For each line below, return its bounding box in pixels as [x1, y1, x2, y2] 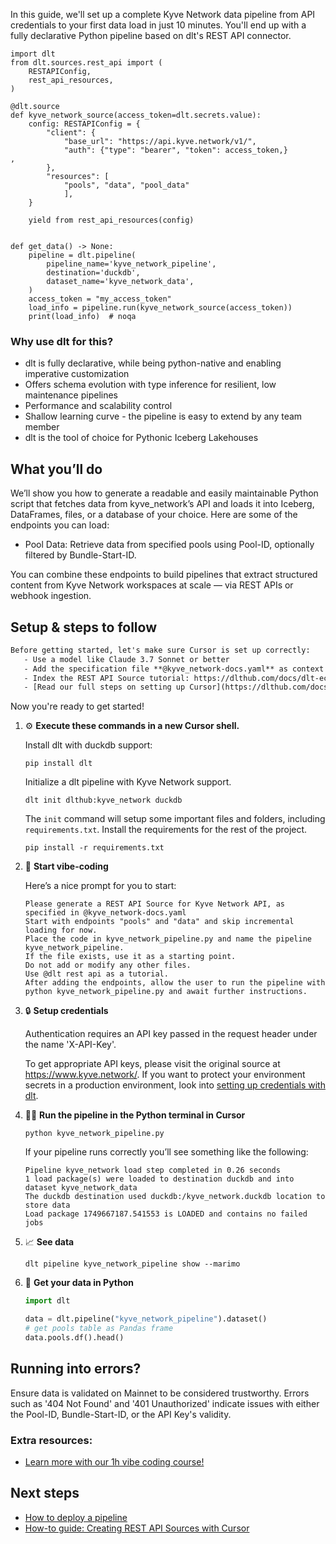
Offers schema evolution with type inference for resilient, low [24, 379, 277, 391]
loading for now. [24, 925, 98, 936]
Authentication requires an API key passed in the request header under [24, 1028, 318, 1040]
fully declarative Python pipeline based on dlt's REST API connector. [10, 30, 292, 41]
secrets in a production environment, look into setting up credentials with [24, 1079, 326, 1091]
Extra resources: [10, 1433, 93, 1447]
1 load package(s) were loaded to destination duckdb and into [24, 1174, 295, 1184]
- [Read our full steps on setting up [23, 682, 186, 693]
